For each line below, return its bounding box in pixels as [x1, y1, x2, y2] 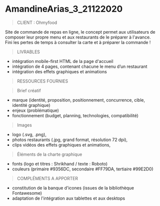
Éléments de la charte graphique [17, 151, 83, 157]
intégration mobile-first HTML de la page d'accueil [12, 58, 113, 64]
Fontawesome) [12, 190, 42, 196]
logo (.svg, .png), [12, 131, 47, 137]
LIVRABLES [17, 49, 40, 55]
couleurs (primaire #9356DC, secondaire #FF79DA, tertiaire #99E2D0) [12, 166, 154, 172]
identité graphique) [12, 102, 51, 108]
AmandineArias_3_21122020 [5, 3, 123, 15]
